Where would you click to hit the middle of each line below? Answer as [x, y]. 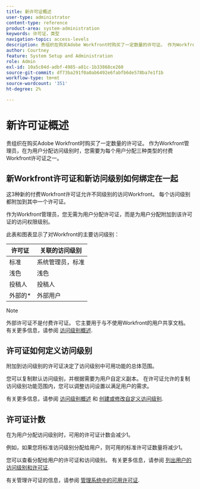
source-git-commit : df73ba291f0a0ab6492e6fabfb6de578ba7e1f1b [85, 73]
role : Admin [21, 61]
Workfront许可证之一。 [34, 158]
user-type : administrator [38, 17]
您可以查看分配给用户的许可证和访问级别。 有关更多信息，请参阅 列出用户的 [99, 460]
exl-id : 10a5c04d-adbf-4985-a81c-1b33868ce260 [65, 67]
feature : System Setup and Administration [60, 56]
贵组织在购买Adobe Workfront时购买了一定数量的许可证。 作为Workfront [95, 143]
